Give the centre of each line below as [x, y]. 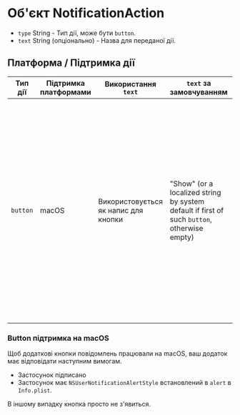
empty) [182, 237]
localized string [195, 192]
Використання [131, 84]
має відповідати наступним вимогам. [65, 361]
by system [187, 201]
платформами [66, 92]
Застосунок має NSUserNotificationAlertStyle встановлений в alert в [124, 383]
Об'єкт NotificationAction [86, 13]
